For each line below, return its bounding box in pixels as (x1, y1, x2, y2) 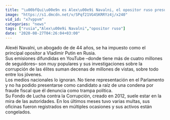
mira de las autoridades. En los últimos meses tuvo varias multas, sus (5, 98, 150, 104)
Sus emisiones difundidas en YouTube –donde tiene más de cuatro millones (5, 55, 163, 61)
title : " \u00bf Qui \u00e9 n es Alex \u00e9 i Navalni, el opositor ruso (5, 7, 153, 13)
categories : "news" (5, 21, 47, 27)
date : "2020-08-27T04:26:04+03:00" (5, 31, 80, 36)
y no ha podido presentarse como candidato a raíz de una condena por (5, 82, 154, 88)
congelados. (5, 109, 31, 115)
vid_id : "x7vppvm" (5, 17, 44, 22)
